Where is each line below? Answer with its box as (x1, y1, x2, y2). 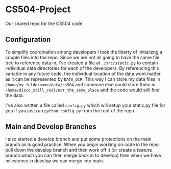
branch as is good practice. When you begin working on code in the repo (5, 141, 159, 148)
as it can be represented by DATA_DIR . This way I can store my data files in (5, 76, 161, 82)
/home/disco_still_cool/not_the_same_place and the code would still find (5, 87, 160, 93)
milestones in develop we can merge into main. (5, 157, 105, 164)
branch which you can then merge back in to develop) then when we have (5, 152, 161, 158)
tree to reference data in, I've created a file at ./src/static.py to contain (5, 60, 158, 66)
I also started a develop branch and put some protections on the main (5, 136, 152, 142)
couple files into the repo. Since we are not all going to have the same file (5, 54, 160, 60)
